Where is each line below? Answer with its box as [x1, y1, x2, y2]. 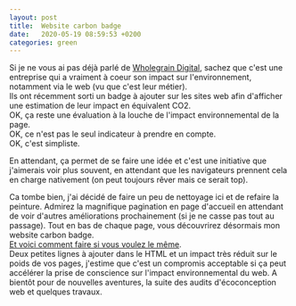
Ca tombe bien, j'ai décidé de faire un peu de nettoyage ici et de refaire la [9, 192, 279, 203]
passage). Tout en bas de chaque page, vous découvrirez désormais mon [9, 220, 281, 231]
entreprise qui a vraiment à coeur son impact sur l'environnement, [9, 72, 252, 83]
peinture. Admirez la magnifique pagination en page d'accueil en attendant [9, 202, 284, 212]
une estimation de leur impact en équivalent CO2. [9, 100, 192, 112]
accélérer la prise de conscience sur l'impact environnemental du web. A [9, 268, 278, 278]
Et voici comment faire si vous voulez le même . [9, 239, 182, 250]
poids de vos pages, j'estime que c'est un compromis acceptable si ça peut [9, 258, 287, 269]
